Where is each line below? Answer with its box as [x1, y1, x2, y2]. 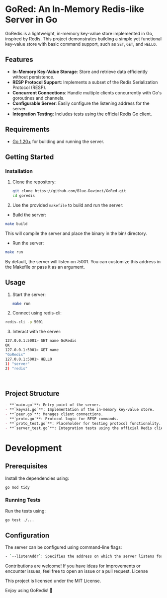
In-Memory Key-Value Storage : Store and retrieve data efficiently [12, 69, 148, 75]
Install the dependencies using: [5, 475, 70, 481]
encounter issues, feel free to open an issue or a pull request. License [5, 568, 148, 574]
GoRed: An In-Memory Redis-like [5, 3, 144, 15]
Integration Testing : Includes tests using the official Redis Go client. [12, 111, 153, 117]
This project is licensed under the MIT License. [5, 578, 101, 584]
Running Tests [5, 497, 41, 504]
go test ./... [5, 518, 35, 523]
